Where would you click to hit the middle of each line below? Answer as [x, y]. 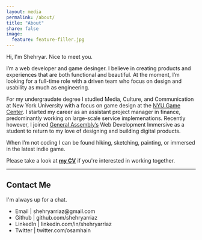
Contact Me [29, 185]
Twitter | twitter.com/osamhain [53, 230]
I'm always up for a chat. [37, 199]
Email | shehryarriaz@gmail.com [55, 211]
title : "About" [25, 23]
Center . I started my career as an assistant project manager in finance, [93, 112]
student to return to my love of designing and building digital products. [93, 131]
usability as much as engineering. [48, 87]
